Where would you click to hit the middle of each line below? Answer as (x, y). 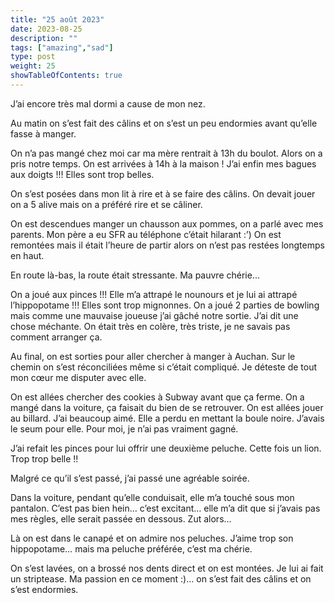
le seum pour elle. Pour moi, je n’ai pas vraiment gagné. (124, 428)
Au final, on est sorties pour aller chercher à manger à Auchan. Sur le (153, 356)
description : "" (44, 38)
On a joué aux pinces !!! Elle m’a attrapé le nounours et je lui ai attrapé (154, 294)
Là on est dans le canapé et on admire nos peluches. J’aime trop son (152, 538)
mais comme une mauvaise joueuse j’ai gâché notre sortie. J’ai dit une (154, 315)
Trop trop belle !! (44, 458)
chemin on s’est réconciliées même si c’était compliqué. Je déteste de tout (164, 367)
